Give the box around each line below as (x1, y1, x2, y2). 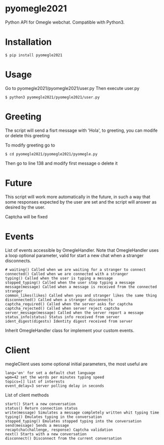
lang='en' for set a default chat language (5, 370, 96, 375)
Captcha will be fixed (5, 213, 48, 219)
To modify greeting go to (5, 142, 55, 148)
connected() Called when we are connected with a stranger (5, 271, 129, 276)
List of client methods (5, 392, 49, 398)
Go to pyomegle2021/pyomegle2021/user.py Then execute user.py (5, 85, 140, 91)
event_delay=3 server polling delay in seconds (5, 383, 105, 388)
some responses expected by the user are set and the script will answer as (5, 199, 157, 205)
